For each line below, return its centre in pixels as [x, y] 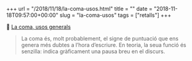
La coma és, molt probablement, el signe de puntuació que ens [100, 38]
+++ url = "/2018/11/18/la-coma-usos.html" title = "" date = [79, 9]
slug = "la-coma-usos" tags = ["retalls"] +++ [115, 15]
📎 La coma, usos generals [38, 27]
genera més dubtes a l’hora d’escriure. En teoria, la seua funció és [104, 45]
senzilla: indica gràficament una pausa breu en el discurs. [93, 51]
